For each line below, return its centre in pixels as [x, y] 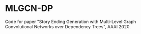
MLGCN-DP [29, 8]
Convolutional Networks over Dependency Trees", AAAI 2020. [68, 26]
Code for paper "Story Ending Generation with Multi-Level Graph [70, 22]
